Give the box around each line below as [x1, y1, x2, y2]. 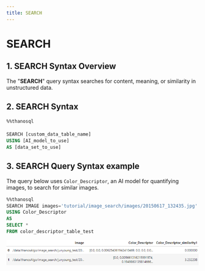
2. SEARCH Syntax [6, 101, 79, 112]
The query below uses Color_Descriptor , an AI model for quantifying [6, 177, 179, 184]
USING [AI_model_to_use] [6, 138, 70, 144]
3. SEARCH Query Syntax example [6, 161, 140, 172]
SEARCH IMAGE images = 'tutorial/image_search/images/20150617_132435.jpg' [6, 203, 198, 209]
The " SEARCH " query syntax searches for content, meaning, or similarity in [6, 77, 196, 85]
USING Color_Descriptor [6, 209, 67, 215]
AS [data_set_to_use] [6, 144, 62, 150]
